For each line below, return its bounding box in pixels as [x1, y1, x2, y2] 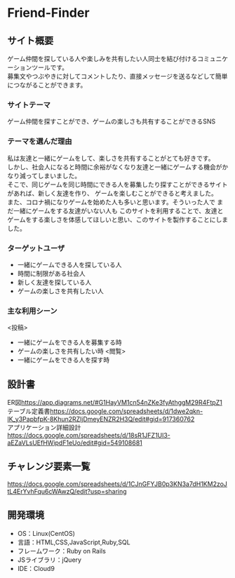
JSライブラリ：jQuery [17, 556, 82, 564]
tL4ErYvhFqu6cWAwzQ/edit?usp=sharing [7, 487, 128, 495]
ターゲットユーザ [7, 243, 65, 253]
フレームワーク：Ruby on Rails [17, 546, 107, 555]
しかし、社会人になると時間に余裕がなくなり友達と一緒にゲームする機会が [7, 163, 222, 171]
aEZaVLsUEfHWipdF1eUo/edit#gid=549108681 [7, 438, 142, 447]
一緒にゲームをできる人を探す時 [17, 356, 110, 364]
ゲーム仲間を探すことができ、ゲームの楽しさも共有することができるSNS [7, 117, 216, 126]
